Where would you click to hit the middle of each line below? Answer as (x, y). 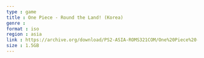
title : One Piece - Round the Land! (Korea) (65, 18)
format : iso (23, 29)
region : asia (24, 34)
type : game (21, 12)
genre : (16, 23)
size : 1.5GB (23, 46)
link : (15, 40)
